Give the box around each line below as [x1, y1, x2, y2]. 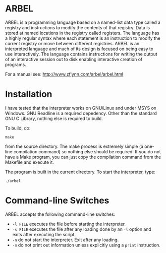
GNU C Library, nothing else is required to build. [5, 115, 103, 122]
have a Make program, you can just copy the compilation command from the [5, 154, 161, 160]
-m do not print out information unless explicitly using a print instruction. [12, 242, 161, 248]
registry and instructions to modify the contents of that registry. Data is [5, 24, 150, 30]
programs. [5, 62, 26, 67]
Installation [5, 89, 53, 100]
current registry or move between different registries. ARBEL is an [5, 40, 140, 46]
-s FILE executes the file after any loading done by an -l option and [12, 226, 152, 232]
